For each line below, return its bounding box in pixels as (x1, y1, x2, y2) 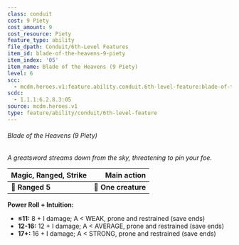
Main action (105, 170, 147, 180)
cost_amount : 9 (7, 23, 53, 31)
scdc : (7, 89, 23, 97)
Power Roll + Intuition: (7, 200, 74, 209)
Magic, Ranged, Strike (11, 170, 87, 180)
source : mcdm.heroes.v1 (7, 103, 78, 110)
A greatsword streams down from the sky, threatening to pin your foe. (7, 153, 212, 162)
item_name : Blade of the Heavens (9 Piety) (7, 63, 139, 70)
